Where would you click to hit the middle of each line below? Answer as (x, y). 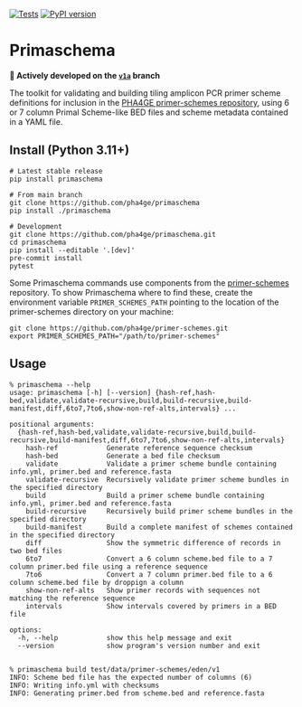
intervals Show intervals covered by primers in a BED (151, 606)
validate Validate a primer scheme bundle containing (151, 464)
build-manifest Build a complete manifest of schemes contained (160, 527)
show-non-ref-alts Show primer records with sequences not (143, 590)
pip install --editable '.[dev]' (72, 250)
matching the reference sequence (72, 598)
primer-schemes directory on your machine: (92, 311)
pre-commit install (46, 258)
